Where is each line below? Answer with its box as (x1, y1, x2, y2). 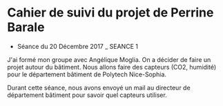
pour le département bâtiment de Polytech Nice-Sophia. (7, 70, 167, 78)
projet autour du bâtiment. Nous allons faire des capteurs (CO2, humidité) (7, 63, 217, 71)
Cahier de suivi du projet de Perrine (7, 5, 214, 21)
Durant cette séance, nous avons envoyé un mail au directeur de (7, 83, 191, 92)
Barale (7, 19, 45, 35)
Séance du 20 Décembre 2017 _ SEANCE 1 (17, 42, 138, 50)
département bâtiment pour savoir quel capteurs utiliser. (7, 91, 167, 99)
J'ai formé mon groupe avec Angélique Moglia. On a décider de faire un (7, 55, 211, 63)
